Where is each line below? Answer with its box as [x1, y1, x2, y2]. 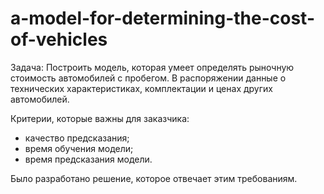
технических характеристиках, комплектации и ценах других [10, 82, 273, 94]
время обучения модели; [24, 142, 134, 154]
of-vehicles [10, 28, 108, 51]
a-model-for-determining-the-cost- [10, 7, 316, 30]
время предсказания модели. [24, 153, 153, 165]
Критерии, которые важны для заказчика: [10, 112, 190, 124]
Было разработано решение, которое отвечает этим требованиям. [10, 172, 298, 184]
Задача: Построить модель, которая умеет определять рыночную [10, 61, 295, 73]
